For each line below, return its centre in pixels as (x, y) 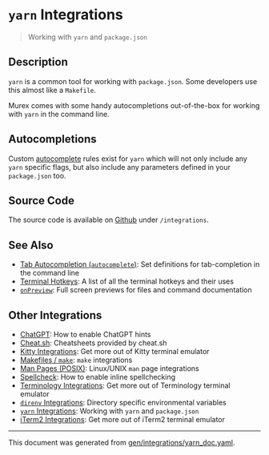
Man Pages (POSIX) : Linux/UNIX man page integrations (109, 368)
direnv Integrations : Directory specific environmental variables (123, 403)
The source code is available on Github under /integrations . (109, 220)
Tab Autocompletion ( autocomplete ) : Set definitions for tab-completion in (140, 264)
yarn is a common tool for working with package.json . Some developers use (133, 81)
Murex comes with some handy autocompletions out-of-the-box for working (134, 105)
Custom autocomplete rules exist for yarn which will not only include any (128, 159)
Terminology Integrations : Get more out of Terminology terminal (125, 385)
